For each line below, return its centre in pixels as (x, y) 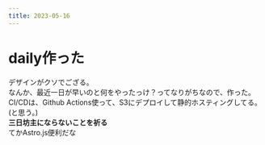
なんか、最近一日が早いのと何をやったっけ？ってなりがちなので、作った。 (132, 92)
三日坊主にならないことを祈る (58, 122)
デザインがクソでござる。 (51, 82)
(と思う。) (23, 112)
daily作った (46, 58)
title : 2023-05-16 (39, 16)
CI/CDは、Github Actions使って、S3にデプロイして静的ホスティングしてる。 (135, 102)
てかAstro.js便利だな (42, 132)
